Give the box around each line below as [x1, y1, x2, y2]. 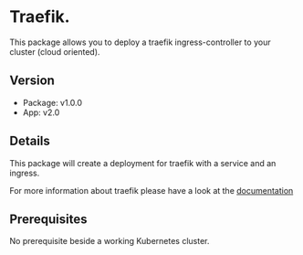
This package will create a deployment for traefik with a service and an [9, 157, 277, 168]
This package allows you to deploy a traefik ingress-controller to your [9, 37, 271, 48]
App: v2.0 [22, 107, 60, 118]
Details [9, 133, 50, 149]
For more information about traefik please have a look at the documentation [9, 185, 294, 196]
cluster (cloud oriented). [9, 46, 100, 57]
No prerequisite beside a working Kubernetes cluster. [9, 236, 210, 247]
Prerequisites [9, 211, 88, 227]
